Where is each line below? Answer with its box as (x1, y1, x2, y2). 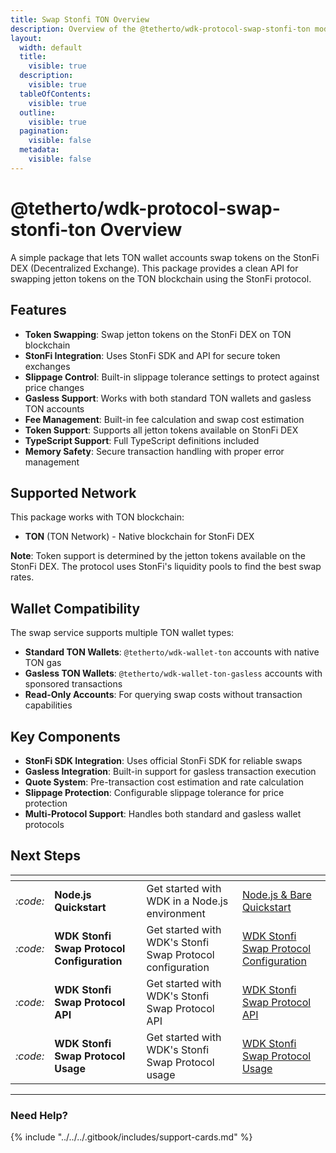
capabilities (24, 699, 73, 711)
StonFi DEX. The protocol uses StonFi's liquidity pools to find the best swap (10, 561, 322, 573)
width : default (19, 42, 83, 53)
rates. (10, 571, 35, 583)
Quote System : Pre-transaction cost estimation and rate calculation (24, 776, 304, 788)
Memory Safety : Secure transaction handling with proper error (24, 445, 285, 457)
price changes (24, 381, 85, 393)
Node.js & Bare (241, 887, 312, 901)
